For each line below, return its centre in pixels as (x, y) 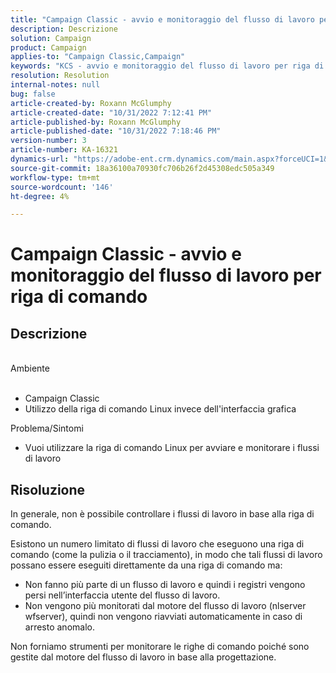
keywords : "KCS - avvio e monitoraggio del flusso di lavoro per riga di (167, 66)
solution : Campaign (51, 38)
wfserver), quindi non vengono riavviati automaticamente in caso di (163, 617)
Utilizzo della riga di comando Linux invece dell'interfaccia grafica (160, 409)
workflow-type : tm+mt (55, 177)
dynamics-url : (40, 159)
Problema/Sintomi (47, 428)
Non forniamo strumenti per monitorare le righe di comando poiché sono (160, 647)
